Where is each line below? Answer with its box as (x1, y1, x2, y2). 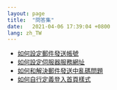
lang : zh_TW (7, 29, 42, 37)
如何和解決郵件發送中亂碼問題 (17, 66, 103, 75)
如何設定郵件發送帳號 (17, 49, 79, 57)
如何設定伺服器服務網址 (17, 58, 85, 66)
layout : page (7, 10, 45, 17)
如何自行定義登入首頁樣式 (17, 75, 91, 84)
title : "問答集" (7, 17, 54, 24)
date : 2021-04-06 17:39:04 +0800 (7, 23, 111, 30)
